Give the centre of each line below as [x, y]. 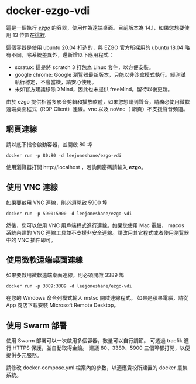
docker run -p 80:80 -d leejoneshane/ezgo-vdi [64, 155]
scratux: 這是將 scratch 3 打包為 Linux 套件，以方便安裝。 [84, 67]
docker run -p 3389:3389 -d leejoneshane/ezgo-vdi [69, 286]
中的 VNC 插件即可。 [31, 240]
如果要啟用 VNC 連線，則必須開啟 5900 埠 [57, 203]
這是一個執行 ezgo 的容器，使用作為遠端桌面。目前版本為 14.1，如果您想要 [95, 28]
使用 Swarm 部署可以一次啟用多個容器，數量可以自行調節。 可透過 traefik [94, 341]
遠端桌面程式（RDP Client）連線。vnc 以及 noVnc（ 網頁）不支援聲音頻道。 [97, 109]
